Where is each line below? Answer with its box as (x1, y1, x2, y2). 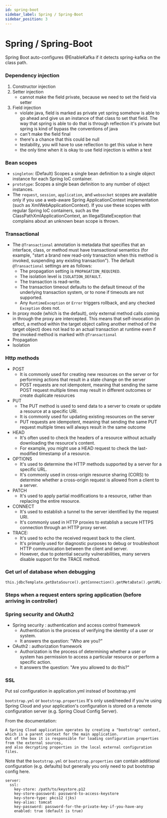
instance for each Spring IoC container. (12, 176, 93, 182)
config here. (5, 769, 30, 775)
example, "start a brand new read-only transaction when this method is (12, 252, 159, 259)
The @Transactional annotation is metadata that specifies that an (12, 242, 145, 248)
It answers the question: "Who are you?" (19, 638, 103, 644)
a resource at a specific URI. (19, 408, 78, 414)
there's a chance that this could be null (19, 136, 99, 142)
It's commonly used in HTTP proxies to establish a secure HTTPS (19, 519, 154, 525)
